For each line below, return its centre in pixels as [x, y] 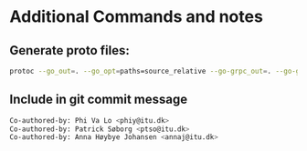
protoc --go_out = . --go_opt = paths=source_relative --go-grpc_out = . [141, 71]
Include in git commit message [99, 100]
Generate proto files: [69, 50]
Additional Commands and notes [136, 17]
